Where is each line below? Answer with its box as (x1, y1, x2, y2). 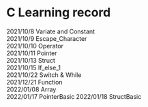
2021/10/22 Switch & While (6, 70, 82, 79)
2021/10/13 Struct (6, 56, 56, 64)
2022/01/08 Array (6, 85, 57, 93)
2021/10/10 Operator (6, 42, 64, 50)
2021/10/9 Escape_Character (6, 34, 87, 42)
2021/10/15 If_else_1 (6, 63, 61, 72)
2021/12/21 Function (6, 78, 63, 86)
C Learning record (6, 5, 111, 20)
